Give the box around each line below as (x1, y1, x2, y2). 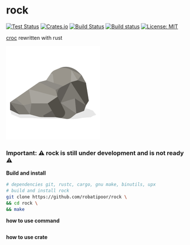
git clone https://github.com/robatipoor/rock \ (6, 194, 127, 200)
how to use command (6, 217, 60, 224)
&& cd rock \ (6, 200, 38, 206)
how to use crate (6, 233, 48, 240)
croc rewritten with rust (6, 34, 63, 41)
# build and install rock (6, 188, 69, 194)
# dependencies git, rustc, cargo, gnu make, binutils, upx (6, 182, 157, 188)
